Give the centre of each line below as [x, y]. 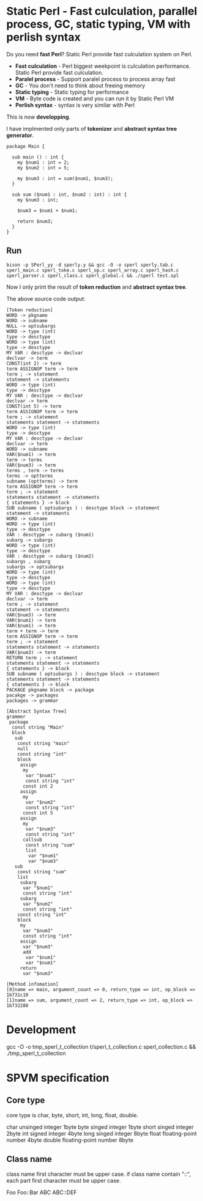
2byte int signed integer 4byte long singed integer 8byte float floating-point [102, 1133]
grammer [16, 717]
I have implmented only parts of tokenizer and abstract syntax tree [92, 128]
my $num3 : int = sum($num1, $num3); [65, 179]
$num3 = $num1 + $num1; [48, 210]
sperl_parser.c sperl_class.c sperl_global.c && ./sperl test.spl [93, 275]
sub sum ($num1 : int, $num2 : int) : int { [69, 194]
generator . [20, 135]
